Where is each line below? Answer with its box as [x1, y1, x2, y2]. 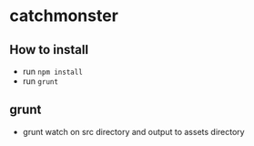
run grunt [22, 76, 59, 87]
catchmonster [9, 5, 118, 26]
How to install [9, 42, 89, 57]
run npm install [22, 66, 84, 77]
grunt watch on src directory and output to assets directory [22, 126, 245, 137]
